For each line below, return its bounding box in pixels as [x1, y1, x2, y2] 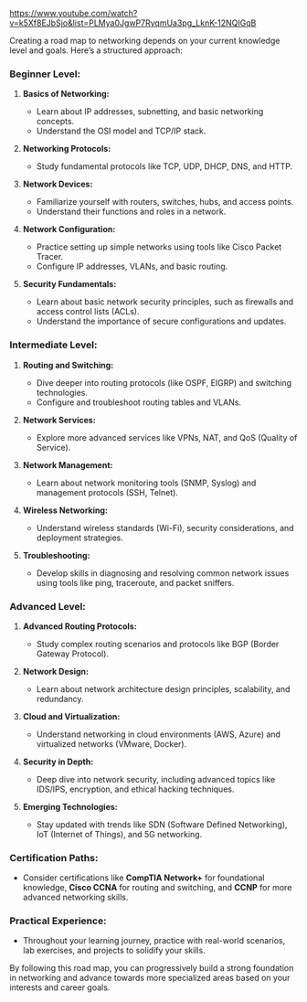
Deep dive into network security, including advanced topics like [36, 773, 276, 784]
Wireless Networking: [22, 505, 108, 516]
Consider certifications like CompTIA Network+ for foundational [22, 872, 265, 883]
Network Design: [22, 666, 90, 677]
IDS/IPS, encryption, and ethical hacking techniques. [36, 783, 235, 794]
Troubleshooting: [22, 549, 90, 560]
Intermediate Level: [9, 338, 98, 351]
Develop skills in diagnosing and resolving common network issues [36, 567, 290, 579]
